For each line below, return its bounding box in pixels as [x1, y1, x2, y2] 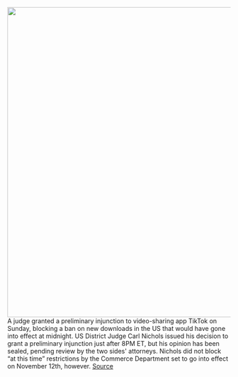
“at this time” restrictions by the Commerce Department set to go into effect [7, 354, 229, 363]
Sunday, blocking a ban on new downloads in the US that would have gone [7, 325, 226, 332]
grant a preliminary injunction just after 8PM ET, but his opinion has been [7, 339, 220, 347]
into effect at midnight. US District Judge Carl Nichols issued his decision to [7, 332, 229, 340]
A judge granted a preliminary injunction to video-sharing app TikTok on [7, 317, 217, 325]
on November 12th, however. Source [7, 362, 113, 370]
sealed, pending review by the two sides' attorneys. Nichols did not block [7, 347, 222, 355]
